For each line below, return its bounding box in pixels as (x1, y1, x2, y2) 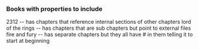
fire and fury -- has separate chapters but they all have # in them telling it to (6, 31, 193, 38)
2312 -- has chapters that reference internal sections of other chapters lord (6, 18, 191, 26)
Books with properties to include (6, 5, 103, 13)
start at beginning (6, 37, 50, 45)
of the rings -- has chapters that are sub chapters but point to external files (6, 24, 191, 32)
